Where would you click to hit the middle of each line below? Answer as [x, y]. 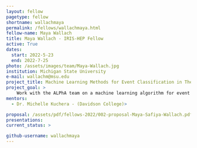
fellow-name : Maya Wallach [39, 33]
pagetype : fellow [27, 17]
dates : [14, 50]
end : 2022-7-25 [30, 60]
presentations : [25, 120]
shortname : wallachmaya [35, 22]
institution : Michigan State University [56, 71]
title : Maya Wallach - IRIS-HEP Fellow [55, 39]
